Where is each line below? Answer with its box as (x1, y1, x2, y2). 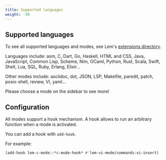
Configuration (5, 103, 50, 111)
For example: (5, 141, 32, 147)
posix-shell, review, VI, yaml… (5, 79, 66, 85)
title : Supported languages (5, 7, 64, 12)
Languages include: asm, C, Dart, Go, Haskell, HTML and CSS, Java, (5, 53, 145, 59)
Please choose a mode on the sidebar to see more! (5, 88, 109, 95)
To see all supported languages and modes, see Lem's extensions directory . (5, 43, 162, 50)
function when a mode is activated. (5, 122, 77, 128)
